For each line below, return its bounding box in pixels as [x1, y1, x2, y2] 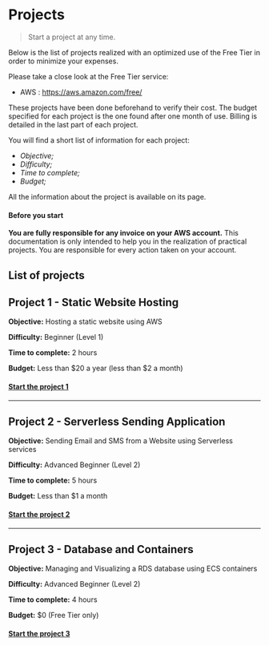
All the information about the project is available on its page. [8, 192, 207, 201]
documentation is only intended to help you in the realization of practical [8, 236, 247, 246]
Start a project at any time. [27, 32, 116, 42]
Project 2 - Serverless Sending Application [8, 414, 226, 428]
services [8, 445, 37, 454]
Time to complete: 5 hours [8, 475, 98, 486]
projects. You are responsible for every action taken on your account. [8, 245, 237, 255]
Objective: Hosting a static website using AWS [8, 317, 163, 326]
